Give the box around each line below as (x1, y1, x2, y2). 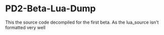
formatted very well (5, 24, 46, 30)
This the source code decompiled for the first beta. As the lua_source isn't (5, 19, 159, 25)
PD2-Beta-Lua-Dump (5, 3, 96, 14)
